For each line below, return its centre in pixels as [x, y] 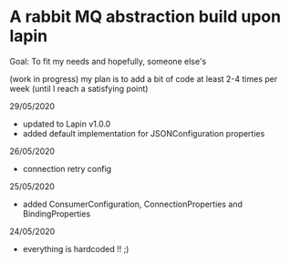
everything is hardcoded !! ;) [76, 248]
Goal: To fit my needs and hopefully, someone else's [108, 61]
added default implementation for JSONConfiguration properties [144, 133]
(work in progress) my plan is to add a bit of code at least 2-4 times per [144, 78]
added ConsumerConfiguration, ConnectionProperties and [133, 204]
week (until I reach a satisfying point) [79, 88]
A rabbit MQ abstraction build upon [145, 17]
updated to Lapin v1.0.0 [67, 124]
